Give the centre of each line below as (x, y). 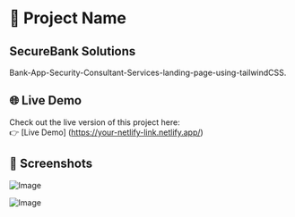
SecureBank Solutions (73, 51)
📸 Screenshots (51, 164)
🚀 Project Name (68, 18)
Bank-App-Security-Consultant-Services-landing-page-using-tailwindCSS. (148, 72)
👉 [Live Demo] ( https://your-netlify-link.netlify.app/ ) (106, 132)
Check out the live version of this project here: (95, 122)
